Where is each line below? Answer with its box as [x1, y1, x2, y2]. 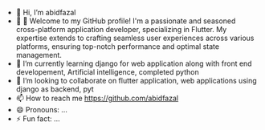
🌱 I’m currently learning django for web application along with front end [15, 59, 252, 68]
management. [15, 51, 63, 59]
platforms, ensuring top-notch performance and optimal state [15, 42, 219, 51]
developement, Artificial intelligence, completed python [15, 67, 199, 76]
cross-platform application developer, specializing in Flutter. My [15, 25, 227, 34]
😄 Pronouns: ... [15, 105, 68, 114]
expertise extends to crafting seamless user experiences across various [15, 33, 255, 43]
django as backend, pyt [15, 84, 94, 94]
